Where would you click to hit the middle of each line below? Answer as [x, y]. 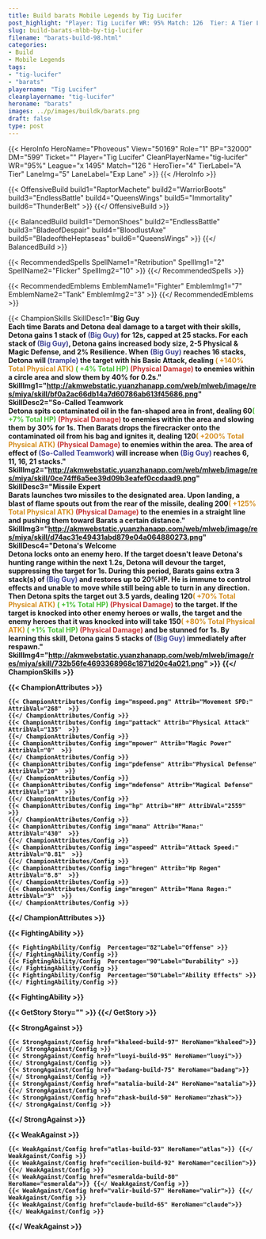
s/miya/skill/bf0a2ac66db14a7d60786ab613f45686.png [103, 394]
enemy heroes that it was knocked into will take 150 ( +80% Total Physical [132, 621]
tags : [17, 67]
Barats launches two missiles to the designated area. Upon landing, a [124, 495]
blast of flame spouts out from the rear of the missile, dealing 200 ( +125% [132, 503]
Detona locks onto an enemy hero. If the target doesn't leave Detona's [125, 554]
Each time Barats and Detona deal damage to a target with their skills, [125, 327]
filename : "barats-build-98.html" [65, 38]
